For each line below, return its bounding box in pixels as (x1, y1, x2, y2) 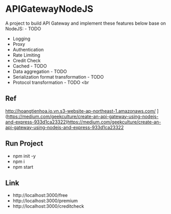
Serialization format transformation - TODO (12, 74, 104, 80)
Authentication (12, 46, 44, 52)
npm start (12, 164, 33, 170)
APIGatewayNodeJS (5, 3, 94, 15)
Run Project (5, 139, 44, 148)
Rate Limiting (12, 52, 40, 58)
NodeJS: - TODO (5, 25, 41, 31)
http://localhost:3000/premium (12, 198, 78, 204)
